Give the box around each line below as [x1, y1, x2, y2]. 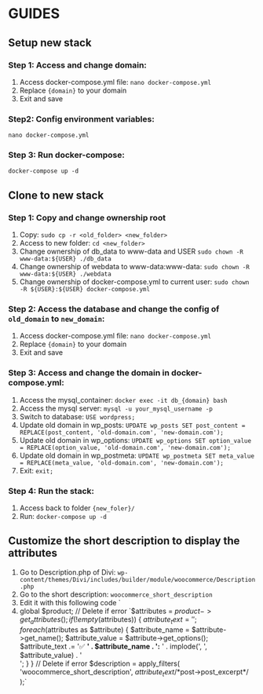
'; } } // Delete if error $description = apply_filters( [19, 659, 181, 668]
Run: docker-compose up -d [19, 512, 108, 521]
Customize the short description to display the [8, 535, 240, 548]
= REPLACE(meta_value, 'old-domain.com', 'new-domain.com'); [19, 458, 225, 467]
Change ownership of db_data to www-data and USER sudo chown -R [19, 247, 243, 256]
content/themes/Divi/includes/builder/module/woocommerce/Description [19, 575, 256, 583]
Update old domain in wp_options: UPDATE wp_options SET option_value [19, 435, 252, 444]
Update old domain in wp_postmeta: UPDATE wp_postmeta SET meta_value [19, 451, 255, 460]
